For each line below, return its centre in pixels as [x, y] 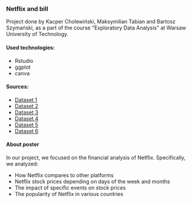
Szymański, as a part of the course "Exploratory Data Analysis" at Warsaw [96, 28]
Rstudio [24, 61]
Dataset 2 [26, 106]
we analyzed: [22, 164]
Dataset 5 [26, 125]
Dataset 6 [27, 131]
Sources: [17, 86]
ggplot [22, 67]
